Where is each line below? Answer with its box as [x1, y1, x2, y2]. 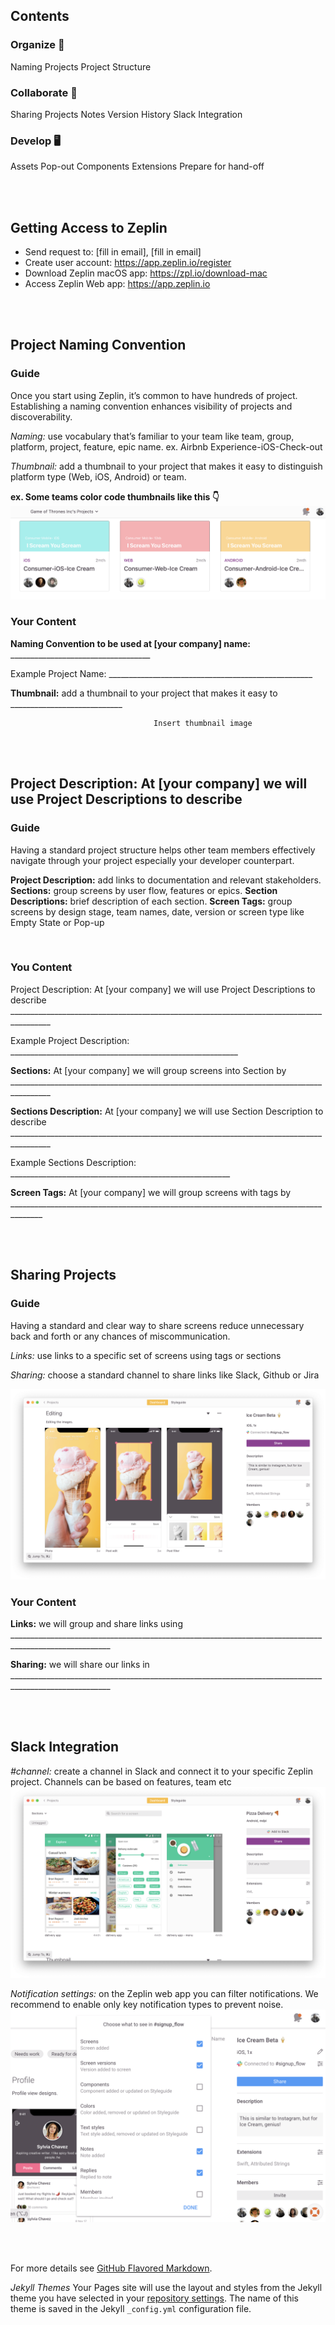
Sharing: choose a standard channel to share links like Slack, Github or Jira [10, 1369, 320, 1381]
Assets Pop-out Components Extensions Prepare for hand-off [10, 160, 265, 173]
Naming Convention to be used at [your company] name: [10, 637, 251, 649]
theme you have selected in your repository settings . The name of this [10, 2292, 299, 2304]
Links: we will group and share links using [10, 1617, 183, 1629]
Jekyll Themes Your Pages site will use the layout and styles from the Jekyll [10, 2281, 323, 2293]
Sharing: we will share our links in [10, 1658, 150, 1670]
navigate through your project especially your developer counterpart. [10, 854, 295, 866]
